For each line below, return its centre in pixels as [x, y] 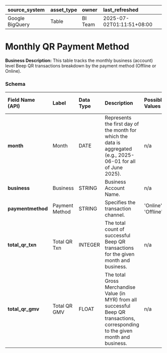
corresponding [122, 325]
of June [114, 168]
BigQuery [19, 24]
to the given [119, 331]
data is [113, 143]
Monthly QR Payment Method [67, 47]
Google [16, 18]
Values [152, 106]
